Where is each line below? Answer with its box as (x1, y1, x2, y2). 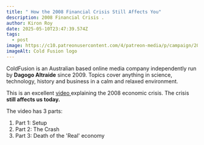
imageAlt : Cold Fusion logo (6, 48, 78, 54)
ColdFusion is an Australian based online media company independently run (6, 65, 197, 72)
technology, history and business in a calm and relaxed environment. (6, 77, 178, 85)
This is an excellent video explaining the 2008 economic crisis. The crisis (6, 89, 189, 97)
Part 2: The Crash (15, 125, 59, 133)
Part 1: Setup (15, 119, 47, 126)
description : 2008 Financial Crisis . (6, 14, 104, 21)
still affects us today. (6, 95, 61, 103)
